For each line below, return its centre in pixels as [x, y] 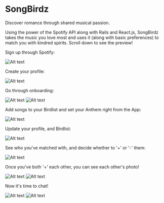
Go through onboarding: [30, 90]
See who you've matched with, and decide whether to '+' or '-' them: [75, 148]
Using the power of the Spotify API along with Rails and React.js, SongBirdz [82, 32]
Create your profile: [25, 71]
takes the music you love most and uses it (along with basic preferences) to [82, 37]
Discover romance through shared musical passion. [58, 23]
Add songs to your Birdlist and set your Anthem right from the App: [73, 109]
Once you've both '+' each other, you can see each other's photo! [72, 167]
